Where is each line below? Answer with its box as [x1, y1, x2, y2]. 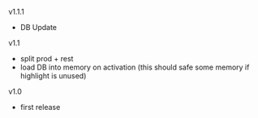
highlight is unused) [19, 71, 87, 80]
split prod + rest [19, 54, 74, 63]
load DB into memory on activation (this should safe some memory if [19, 62, 250, 72]
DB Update [19, 23, 58, 32]
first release [19, 103, 61, 112]
